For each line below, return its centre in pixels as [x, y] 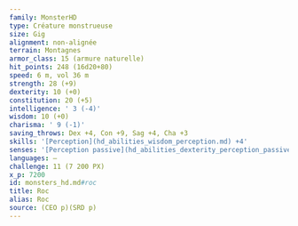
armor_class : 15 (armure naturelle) [77, 59]
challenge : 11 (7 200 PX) [57, 166]
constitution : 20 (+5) [51, 100]
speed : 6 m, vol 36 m [49, 76]
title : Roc [29, 191]
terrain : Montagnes [45, 51]
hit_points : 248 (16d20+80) [61, 68]
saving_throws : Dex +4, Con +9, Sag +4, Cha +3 [99, 133]
